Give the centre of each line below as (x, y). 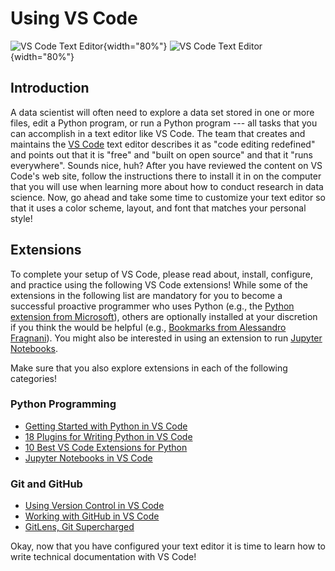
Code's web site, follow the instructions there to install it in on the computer (166, 176)
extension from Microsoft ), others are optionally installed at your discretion (164, 316)
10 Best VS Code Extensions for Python (106, 447)
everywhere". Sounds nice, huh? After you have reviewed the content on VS (166, 165)
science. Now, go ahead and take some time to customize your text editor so (168, 197)
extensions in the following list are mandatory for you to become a (146, 295)
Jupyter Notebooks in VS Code (88, 458)
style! (21, 218)
